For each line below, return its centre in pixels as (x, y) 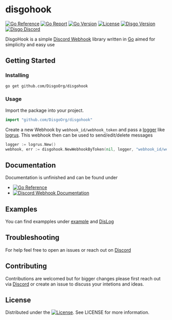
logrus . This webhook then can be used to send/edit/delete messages (79, 135)
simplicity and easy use (30, 44)
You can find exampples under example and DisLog (60, 221)
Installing (17, 76)
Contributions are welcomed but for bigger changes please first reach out (83, 278)
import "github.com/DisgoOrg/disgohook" (49, 120)
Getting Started (30, 61)
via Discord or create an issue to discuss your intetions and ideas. (75, 284)
